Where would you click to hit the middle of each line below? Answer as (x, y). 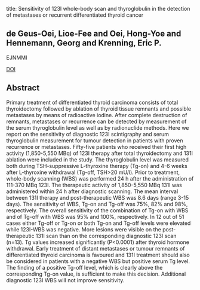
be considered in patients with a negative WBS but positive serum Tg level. (98, 261)
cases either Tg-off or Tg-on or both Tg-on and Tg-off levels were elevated (99, 223)
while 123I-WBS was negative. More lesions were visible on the (84, 229)
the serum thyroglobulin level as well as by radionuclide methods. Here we (98, 127)
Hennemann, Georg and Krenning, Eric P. (84, 43)
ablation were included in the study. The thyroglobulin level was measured (98, 159)
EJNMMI (17, 57)
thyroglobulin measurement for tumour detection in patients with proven (95, 141)
